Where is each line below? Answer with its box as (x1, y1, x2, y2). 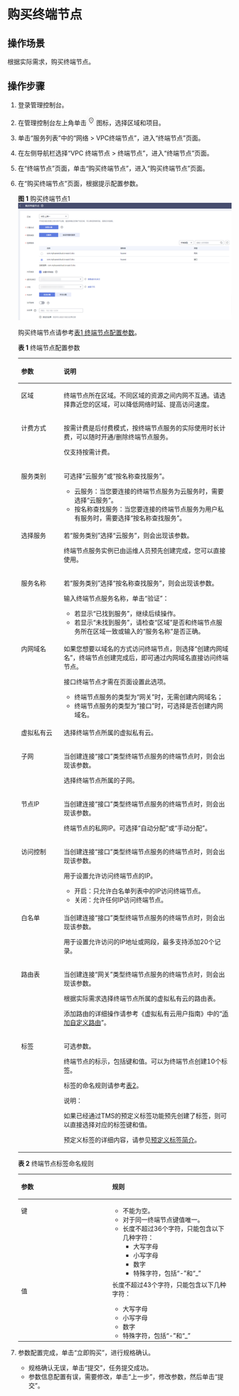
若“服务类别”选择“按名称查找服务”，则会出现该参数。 (63, 579, 218, 587)
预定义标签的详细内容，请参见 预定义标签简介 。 (63, 1135, 201, 1144)
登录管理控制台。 (17, 101, 68, 109)
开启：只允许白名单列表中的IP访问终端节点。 (74, 886, 205, 896)
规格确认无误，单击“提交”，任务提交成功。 (28, 1364, 153, 1372)
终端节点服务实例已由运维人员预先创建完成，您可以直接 (63, 546, 226, 555)
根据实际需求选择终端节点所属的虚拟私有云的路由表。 (63, 993, 220, 1003)
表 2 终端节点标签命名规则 (17, 1159, 94, 1168)
